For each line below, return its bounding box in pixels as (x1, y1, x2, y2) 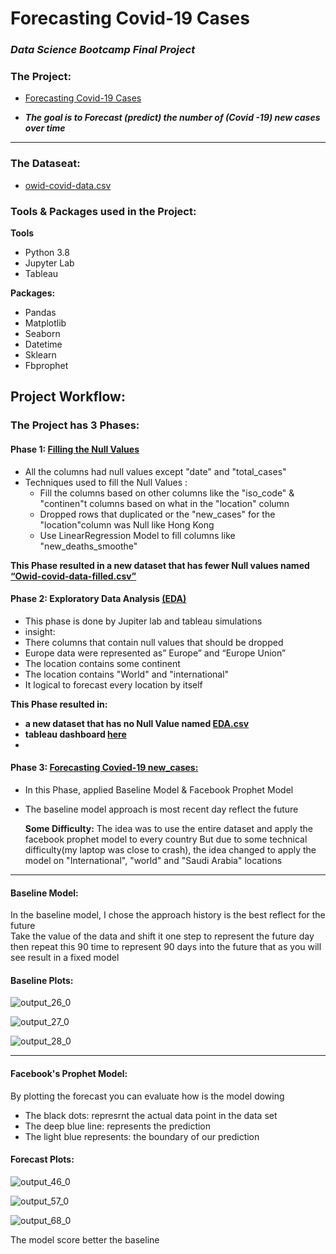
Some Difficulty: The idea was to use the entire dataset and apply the (24, 822, 313, 834)
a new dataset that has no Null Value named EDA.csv (24, 717, 250, 729)
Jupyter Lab (24, 257, 75, 269)
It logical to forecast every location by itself (24, 678, 203, 691)
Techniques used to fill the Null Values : (24, 476, 188, 488)
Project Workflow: (10, 388, 126, 406)
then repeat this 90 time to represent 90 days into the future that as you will (10, 941, 322, 953)
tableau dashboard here (24, 728, 127, 740)
